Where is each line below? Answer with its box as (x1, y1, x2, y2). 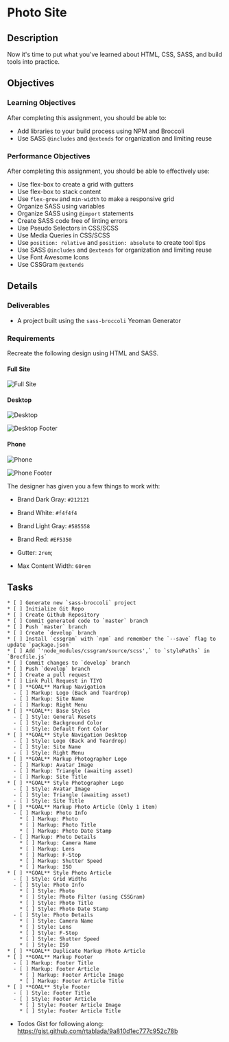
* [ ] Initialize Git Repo (7, 606, 84, 613)
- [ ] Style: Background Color (13, 720, 103, 726)
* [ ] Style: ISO (19, 942, 69, 949)
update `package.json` (7, 641, 72, 649)
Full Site (7, 365, 31, 373)
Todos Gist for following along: (16, 1020, 104, 1028)
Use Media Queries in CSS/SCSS (16, 231, 110, 239)
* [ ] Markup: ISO (19, 864, 72, 871)
